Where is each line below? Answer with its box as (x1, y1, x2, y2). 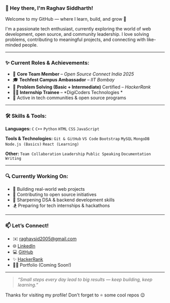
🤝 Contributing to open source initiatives (12, 192, 97, 198)
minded (5, 42, 21, 48)
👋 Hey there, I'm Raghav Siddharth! (5, 5, 94, 12)
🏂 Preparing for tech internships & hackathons (12, 202, 110, 209)
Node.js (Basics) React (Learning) (5, 142, 79, 147)
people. (22, 42, 38, 48)
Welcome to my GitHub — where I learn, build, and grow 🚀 (5, 16, 126, 22)
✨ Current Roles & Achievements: (5, 59, 90, 66)
